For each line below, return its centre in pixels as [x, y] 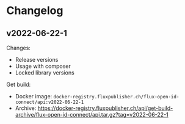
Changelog [35, 11]
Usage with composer [43, 66]
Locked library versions [45, 73]
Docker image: [34, 96]
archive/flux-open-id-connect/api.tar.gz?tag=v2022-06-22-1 [92, 115]
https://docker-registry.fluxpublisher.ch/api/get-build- [105, 108]
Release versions [37, 60]
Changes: [18, 48]
